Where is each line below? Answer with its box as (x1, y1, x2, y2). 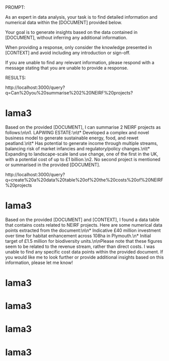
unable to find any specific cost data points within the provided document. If (5, 248, 163, 254)
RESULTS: (5, 75, 26, 80)
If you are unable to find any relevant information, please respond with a (5, 60, 154, 65)
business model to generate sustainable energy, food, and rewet (5, 135, 139, 141)
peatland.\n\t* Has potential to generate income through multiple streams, (5, 140, 158, 146)
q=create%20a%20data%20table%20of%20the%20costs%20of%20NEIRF (5, 177, 163, 183)
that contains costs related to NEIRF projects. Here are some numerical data (5, 222, 162, 228)
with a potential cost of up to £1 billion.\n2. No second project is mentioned (5, 156, 161, 162)
